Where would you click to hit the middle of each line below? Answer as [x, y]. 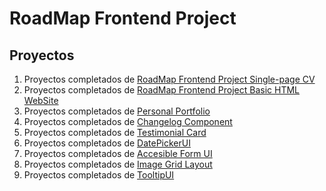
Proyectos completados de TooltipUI [99, 175]
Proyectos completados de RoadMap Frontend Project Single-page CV [169, 79]
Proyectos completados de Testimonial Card [115, 132]
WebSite [41, 100]
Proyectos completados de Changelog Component [128, 121]
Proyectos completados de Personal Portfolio [117, 111]
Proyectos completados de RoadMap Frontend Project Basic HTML [161, 90]
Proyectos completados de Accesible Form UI [118, 153]
